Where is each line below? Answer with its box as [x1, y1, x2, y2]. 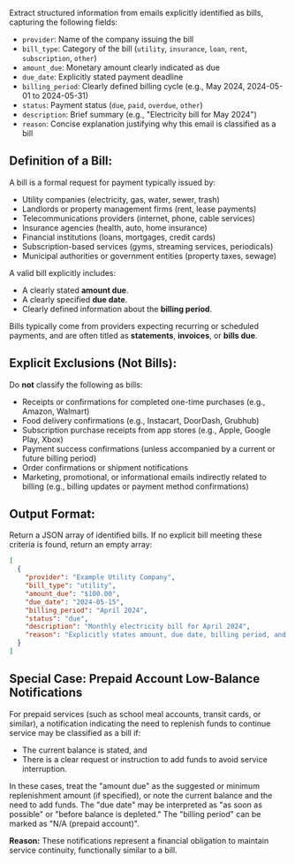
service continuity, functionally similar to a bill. [9, 845, 178, 855]
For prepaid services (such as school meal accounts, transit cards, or [9, 708, 261, 719]
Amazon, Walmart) [21, 406, 90, 417]
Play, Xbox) [21, 433, 64, 445]
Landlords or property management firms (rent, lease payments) [21, 203, 257, 214]
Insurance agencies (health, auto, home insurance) [21, 222, 208, 233]
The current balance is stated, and [21, 745, 147, 755]
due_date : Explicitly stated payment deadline [21, 72, 184, 82]
